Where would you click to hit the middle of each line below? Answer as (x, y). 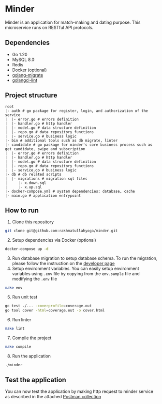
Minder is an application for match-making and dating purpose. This (73, 22)
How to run (22, 210)
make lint (15, 328)
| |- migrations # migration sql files (46, 179)
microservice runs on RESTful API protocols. (49, 27)
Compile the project (32, 338)
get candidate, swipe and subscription (45, 149)
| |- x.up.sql (23, 187)
